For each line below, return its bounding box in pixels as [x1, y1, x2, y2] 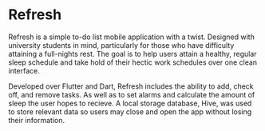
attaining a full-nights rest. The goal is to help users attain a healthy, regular [8, 49, 257, 58]
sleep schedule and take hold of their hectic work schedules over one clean [8, 58, 258, 67]
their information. [8, 115, 65, 125]
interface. [8, 65, 40, 75]
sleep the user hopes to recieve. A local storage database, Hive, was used [8, 98, 252, 108]
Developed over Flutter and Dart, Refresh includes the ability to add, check [8, 81, 254, 91]
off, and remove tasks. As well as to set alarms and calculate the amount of [8, 89, 255, 99]
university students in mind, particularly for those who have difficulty [8, 40, 235, 50]
